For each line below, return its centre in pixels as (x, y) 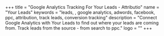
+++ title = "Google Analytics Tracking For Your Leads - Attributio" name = (82, 7)
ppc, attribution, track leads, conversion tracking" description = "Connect (81, 18)
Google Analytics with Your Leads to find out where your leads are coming (82, 23)
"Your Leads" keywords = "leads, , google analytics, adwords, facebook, (80, 12)
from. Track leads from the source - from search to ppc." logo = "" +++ (79, 28)
